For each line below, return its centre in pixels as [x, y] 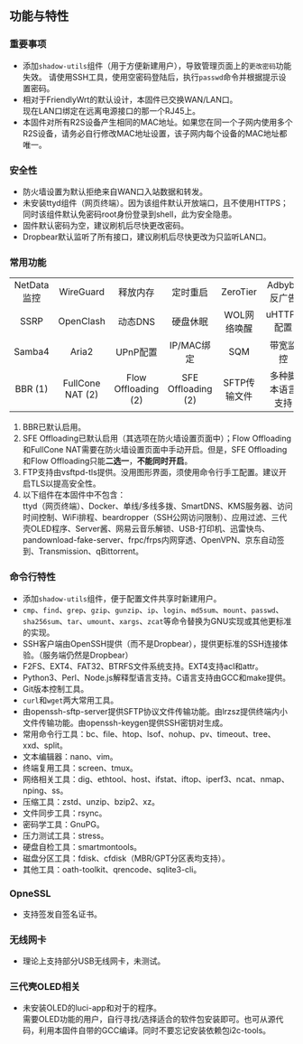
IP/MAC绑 [190, 346]
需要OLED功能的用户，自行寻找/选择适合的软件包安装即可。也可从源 [149, 1020]
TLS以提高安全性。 [65, 484]
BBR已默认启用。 [54, 427]
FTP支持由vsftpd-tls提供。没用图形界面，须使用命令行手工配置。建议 [151, 472]
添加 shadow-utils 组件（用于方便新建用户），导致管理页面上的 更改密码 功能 [157, 65]
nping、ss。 [45, 790]
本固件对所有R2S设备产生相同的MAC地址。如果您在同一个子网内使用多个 [157, 122]
